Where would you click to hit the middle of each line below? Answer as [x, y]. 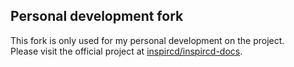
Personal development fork [97, 16]
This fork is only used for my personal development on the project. [147, 40]
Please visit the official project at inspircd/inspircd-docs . [126, 51]
